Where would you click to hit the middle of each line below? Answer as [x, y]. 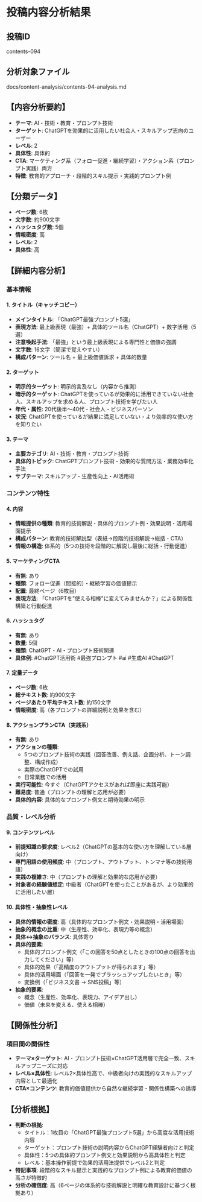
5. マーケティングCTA [33, 561]
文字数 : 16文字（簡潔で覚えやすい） [59, 349]
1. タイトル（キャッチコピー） [43, 305]
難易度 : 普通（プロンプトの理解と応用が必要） [72, 792]
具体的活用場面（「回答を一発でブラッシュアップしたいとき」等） [105, 974]
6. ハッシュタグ [25, 621]
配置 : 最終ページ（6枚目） [47, 590]
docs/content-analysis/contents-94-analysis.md [66, 87]
